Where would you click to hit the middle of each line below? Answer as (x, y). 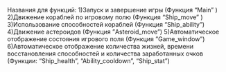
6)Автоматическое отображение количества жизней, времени (101, 46)
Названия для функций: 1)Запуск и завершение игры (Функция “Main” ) (113, 10)
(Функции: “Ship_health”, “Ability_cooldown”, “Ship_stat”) (88, 61)
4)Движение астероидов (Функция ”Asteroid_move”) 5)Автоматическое (113, 32)
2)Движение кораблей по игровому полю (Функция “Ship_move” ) (105, 17)
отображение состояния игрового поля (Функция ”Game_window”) (106, 39)
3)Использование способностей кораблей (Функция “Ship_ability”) (106, 24)
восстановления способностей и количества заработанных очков (105, 53)
